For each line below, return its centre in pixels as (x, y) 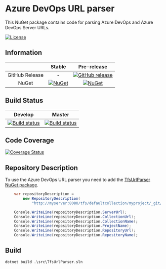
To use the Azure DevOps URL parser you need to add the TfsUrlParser (78, 180)
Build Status (24, 101)
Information (24, 53)
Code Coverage (30, 140)
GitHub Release (25, 75)
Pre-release (93, 66)
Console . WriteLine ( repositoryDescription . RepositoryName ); (76, 235)
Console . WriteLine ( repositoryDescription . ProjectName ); (73, 226)
